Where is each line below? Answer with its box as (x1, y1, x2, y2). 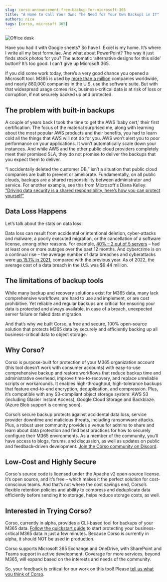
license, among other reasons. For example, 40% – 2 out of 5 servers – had (5, 240, 160, 246)
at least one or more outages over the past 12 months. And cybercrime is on (5, 246, 161, 252)
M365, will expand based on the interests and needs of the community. (5, 556, 151, 562)
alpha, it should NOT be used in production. (5, 536, 95, 542)
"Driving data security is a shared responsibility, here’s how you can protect (5, 187, 161, 193)
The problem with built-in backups (5, 106, 115, 114)
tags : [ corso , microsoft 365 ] (5, 21, 68, 26)
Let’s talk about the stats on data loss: (5, 220, 83, 226)
